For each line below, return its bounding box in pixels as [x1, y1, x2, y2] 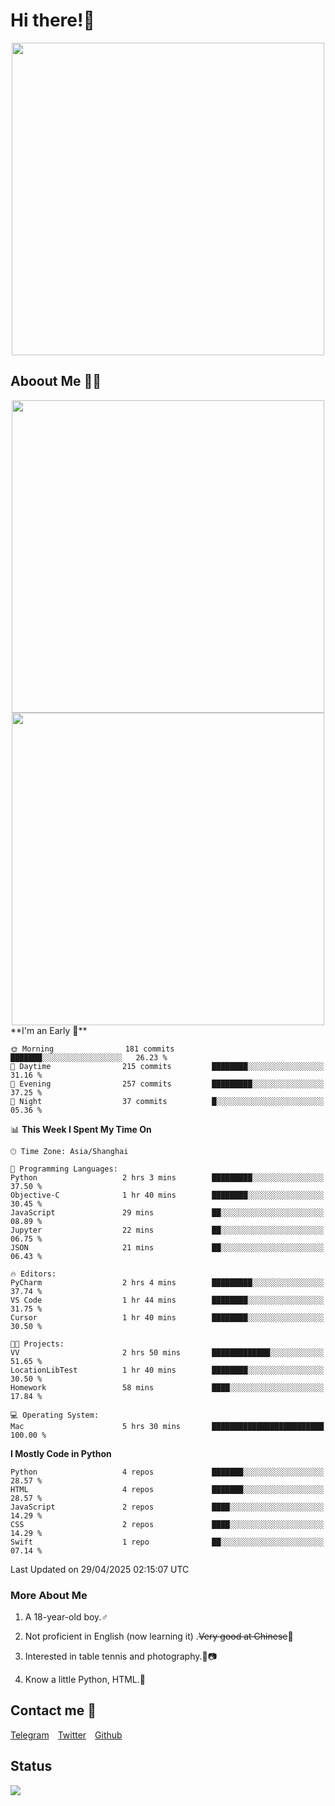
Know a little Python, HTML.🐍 [24, 1674, 146, 1686]
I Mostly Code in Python [10, 1447, 112, 1459]
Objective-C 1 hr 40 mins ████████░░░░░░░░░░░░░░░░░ [10, 1190, 325, 1200]
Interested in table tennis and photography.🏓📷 [24, 1650, 218, 1663]
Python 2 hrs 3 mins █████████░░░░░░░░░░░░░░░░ [10, 1172, 325, 1183]
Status [10, 1758, 53, 1775]
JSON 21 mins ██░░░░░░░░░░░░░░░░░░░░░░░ [10, 1242, 325, 1253]
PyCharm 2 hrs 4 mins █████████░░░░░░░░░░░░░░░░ [10, 1277, 325, 1288]
